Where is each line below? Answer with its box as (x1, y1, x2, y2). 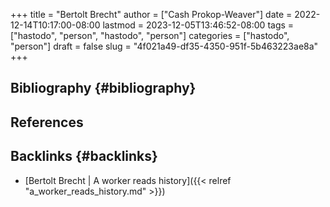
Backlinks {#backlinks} (10, 148, 158, 165)
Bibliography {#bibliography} (10, 80, 197, 97)
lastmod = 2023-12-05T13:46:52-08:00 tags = (102, 19, 295, 31)
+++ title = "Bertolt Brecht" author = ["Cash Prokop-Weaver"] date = (10, 9, 293, 20)
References (10, 114, 84, 131)
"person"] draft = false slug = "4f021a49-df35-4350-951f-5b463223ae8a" (10, 40, 319, 52)
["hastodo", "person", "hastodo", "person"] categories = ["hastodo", (10, 30, 290, 41)
